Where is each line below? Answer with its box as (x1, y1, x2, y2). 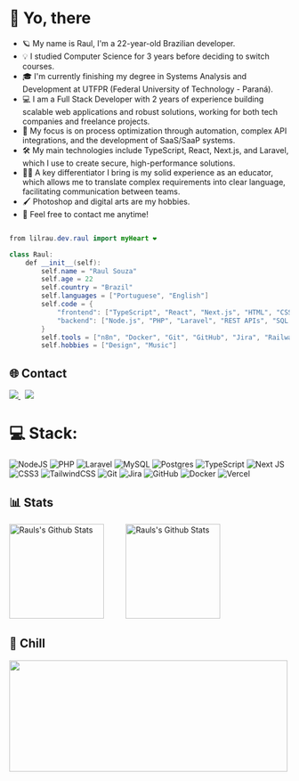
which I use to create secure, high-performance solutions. (21, 158, 236, 168)
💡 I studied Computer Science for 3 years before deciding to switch (21, 51, 270, 61)
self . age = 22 (41, 275, 93, 284)
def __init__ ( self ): (25, 258, 101, 267)
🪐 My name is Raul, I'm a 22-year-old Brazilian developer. (21, 37, 236, 48)
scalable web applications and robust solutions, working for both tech (21, 106, 279, 117)
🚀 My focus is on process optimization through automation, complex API (21, 125, 287, 136)
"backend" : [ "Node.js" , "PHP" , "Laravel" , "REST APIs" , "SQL (56, 316, 289, 325)
